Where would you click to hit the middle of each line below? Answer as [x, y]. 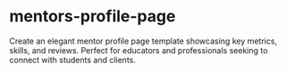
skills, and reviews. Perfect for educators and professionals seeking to [139, 50]
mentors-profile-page [93, 16]
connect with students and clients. [73, 60]
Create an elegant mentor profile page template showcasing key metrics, [143, 41]
